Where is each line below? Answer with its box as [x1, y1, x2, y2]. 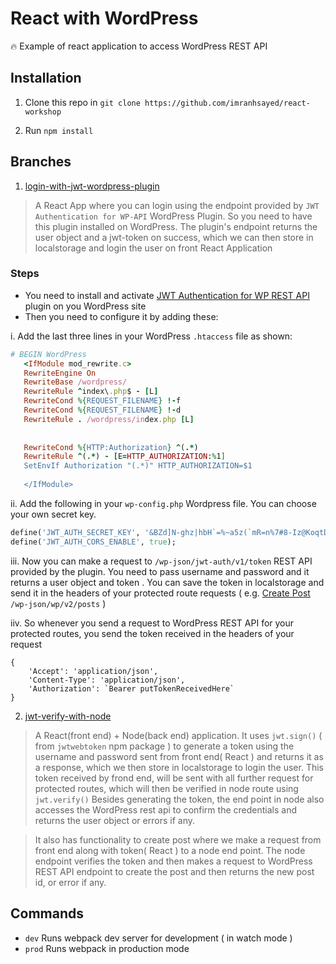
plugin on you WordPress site [24, 300, 147, 312]
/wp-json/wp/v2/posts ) [10, 597, 107, 609]
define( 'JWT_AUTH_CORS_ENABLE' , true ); [10, 537, 177, 547]
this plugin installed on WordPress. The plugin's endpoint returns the [34, 220, 318, 232]
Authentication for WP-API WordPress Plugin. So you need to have [34, 210, 313, 222]
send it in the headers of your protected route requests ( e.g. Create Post [10, 587, 311, 599]
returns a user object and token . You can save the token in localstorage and [10, 576, 325, 588]
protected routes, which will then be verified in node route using [34, 782, 299, 794]
